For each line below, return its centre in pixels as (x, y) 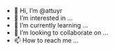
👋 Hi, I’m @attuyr (38, 11)
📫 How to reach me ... (46, 40)
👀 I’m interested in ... (43, 18)
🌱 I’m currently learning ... (51, 25)
